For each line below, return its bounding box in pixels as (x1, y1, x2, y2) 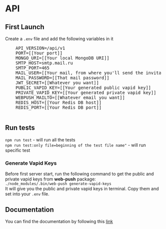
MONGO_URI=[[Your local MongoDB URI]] (15, 55, 110, 61)
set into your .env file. (5, 191, 49, 197)
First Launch (5, 23, 44, 31)
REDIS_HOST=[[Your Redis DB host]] (15, 100, 102, 105)
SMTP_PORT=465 (15, 65, 50, 71)
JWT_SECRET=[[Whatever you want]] (15, 80, 99, 86)
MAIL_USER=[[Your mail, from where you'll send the (15, 70, 143, 76)
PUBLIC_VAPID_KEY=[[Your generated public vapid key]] (15, 85, 152, 91)
